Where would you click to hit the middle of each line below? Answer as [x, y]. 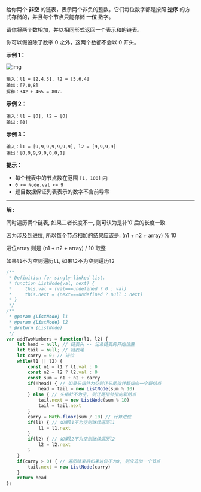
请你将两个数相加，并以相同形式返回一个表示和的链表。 [74, 30]
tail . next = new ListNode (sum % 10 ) [84, 400]
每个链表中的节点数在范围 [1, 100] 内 [61, 178]
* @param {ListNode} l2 [38, 322]
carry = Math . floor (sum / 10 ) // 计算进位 [80, 417]
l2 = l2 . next [54, 445]
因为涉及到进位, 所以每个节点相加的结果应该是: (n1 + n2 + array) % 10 [91, 235]
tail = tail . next [60, 406]
